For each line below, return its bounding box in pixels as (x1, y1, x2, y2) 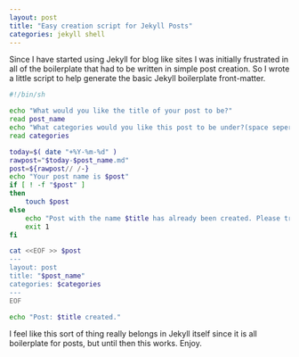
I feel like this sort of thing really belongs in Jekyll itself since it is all (9, 328, 258, 339)
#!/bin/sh (9, 90, 46, 99)
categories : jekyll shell (9, 29, 105, 38)
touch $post (25, 197, 69, 206)
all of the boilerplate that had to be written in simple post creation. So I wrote (9, 63, 290, 74)
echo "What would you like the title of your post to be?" (9, 106, 233, 116)
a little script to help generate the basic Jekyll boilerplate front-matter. (9, 73, 266, 84)
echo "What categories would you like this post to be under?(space (9, 123, 269, 132)
